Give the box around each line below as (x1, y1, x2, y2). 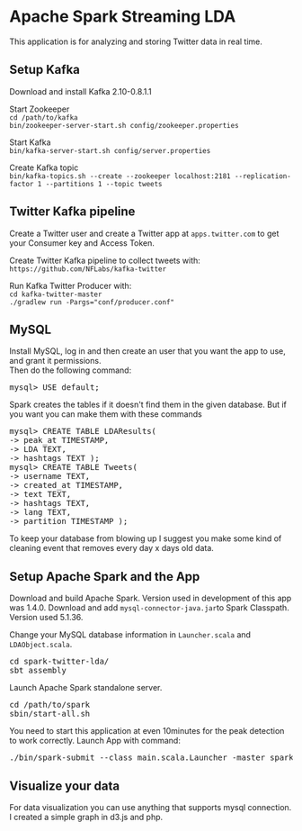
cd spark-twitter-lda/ (9, 656, 110, 667)
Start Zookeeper (9, 104, 70, 114)
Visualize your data (9, 778, 120, 793)
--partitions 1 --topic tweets (45, 179, 164, 188)
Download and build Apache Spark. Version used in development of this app (9, 592, 292, 604)
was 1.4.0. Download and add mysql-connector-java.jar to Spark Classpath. (9, 602, 289, 613)
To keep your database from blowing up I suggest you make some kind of (9, 533, 282, 544)
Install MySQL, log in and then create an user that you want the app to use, (9, 346, 286, 357)
